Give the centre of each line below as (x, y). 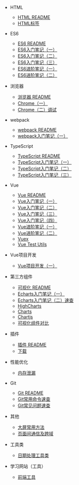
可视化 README (34, 288)
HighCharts (29, 306)
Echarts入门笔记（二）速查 (46, 300)
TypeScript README (39, 156)
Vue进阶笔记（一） (37, 227)
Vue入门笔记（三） (37, 214)
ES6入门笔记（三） (37, 62)
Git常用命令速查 (34, 399)
